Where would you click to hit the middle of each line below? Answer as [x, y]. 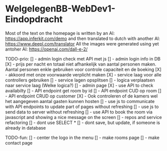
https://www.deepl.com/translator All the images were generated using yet [82, 43]
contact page [19, 142]
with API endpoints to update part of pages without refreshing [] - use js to [82, 106]
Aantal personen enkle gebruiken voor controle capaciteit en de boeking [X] [83, 69]
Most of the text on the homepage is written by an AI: [60, 33]
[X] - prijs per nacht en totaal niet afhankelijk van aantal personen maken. [81, 64]
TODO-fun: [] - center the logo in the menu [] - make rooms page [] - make [82, 137]
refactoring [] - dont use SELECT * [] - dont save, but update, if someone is [82, 122]
